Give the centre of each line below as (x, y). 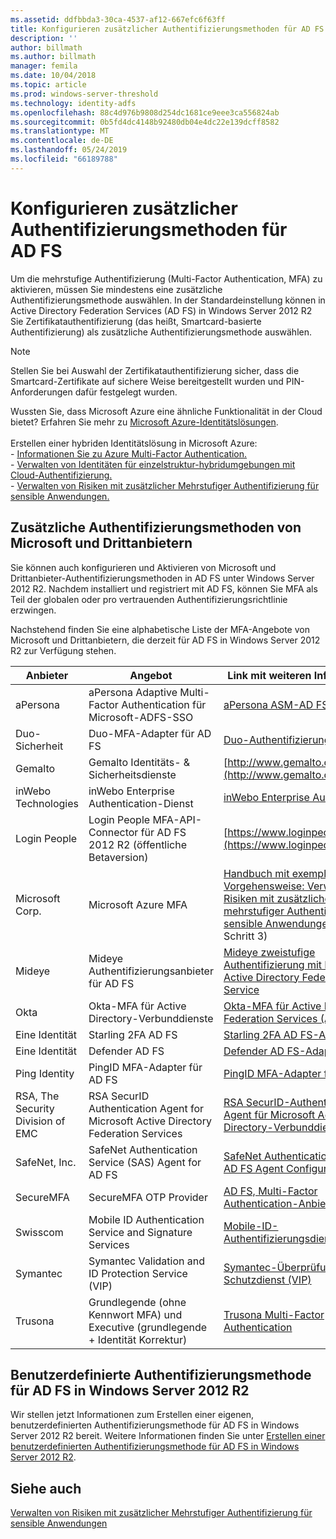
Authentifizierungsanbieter (151, 971)
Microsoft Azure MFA (138, 904)
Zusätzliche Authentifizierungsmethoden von (156, 527)
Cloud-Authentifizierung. (61, 475)
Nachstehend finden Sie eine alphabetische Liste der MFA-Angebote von (160, 629)
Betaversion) (118, 857)
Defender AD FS (126, 1051)
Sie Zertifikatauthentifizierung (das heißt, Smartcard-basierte (136, 321)
